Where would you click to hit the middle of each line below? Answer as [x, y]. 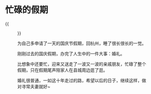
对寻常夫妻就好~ [34, 86]
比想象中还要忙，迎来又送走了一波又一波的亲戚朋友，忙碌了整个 [82, 64]
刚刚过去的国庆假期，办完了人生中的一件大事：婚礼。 [71, 54]
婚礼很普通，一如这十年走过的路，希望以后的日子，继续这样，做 [82, 80]
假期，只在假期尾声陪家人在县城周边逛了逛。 [63, 70]
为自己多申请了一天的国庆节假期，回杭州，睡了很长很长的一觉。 [82, 43]
